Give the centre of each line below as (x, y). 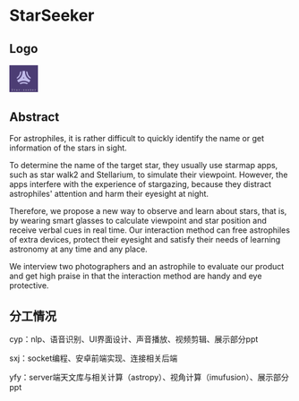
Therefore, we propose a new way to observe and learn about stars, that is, (148, 211)
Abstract (34, 117)
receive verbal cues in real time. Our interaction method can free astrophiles (150, 230)
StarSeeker (52, 16)
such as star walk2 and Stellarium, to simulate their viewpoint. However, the (149, 175)
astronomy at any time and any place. (78, 249)
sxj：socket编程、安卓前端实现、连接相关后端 (94, 358)
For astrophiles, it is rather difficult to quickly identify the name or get (137, 139)
